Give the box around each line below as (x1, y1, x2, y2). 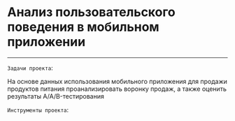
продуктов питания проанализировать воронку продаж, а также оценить (7, 85, 227, 93)
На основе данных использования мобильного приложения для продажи (7, 77, 227, 85)
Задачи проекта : (7, 64, 54, 72)
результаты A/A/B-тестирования (7, 92, 105, 100)
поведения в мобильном (7, 19, 159, 35)
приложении (7, 34, 86, 50)
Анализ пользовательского (7, 4, 176, 20)
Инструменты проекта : (7, 106, 69, 114)
